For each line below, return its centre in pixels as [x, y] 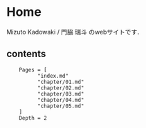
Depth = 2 [33, 118]
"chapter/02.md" [61, 88]
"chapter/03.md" [61, 94]
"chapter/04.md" [61, 100]
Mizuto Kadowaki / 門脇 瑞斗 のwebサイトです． [75, 32]
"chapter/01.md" [61, 82]
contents [26, 54]
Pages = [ [33, 70]
